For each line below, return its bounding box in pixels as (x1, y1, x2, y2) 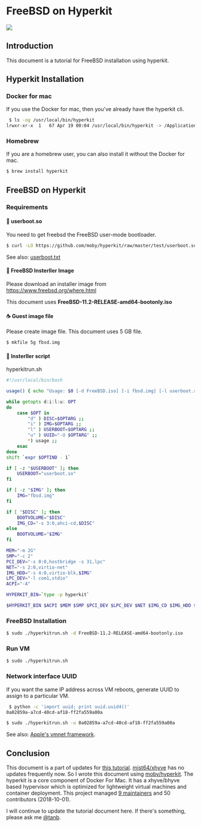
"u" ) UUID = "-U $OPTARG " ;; (28, 432, 98, 438)
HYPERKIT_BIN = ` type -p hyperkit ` (6, 592, 90, 598)
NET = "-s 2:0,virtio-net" (6, 564, 68, 570)
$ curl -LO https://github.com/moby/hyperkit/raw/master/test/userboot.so (6, 242, 197, 249)
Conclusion (6, 748, 50, 758)
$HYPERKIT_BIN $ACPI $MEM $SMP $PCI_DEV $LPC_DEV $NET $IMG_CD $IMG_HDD (6, 603, 191, 609)
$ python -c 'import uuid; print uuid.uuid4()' (8, 704, 130, 710)
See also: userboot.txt (6, 253, 61, 261)
